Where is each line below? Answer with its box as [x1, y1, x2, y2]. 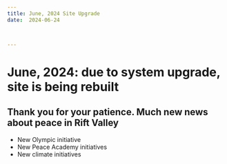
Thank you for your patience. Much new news [7, 106, 208, 118]
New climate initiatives [17, 150, 81, 158]
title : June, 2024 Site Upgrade [7, 10, 100, 17]
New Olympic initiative [17, 135, 81, 143]
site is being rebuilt [7, 79, 119, 94]
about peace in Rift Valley [7, 117, 119, 129]
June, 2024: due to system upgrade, [7, 64, 221, 80]
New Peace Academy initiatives [17, 143, 108, 151]
